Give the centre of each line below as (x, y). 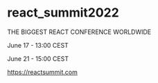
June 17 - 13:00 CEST (38, 45)
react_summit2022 (63, 13)
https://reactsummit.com (43, 72)
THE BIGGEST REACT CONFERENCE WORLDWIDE (79, 32)
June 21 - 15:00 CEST (38, 58)
